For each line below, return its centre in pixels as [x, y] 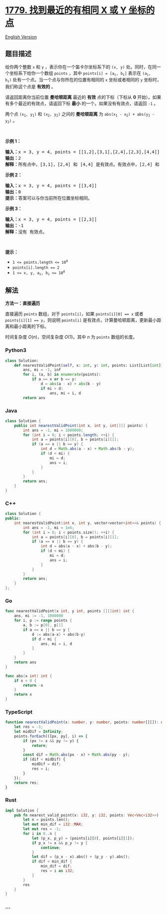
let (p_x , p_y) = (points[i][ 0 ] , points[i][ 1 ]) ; [83, 838]
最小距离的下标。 [31, 326]
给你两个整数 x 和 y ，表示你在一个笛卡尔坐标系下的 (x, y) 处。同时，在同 [81, 67]
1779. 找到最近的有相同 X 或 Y [66, 10]
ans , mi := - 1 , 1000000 [39, 616]
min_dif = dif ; [56, 866]
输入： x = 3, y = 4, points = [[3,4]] [51, 186]
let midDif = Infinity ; [39, 732]
